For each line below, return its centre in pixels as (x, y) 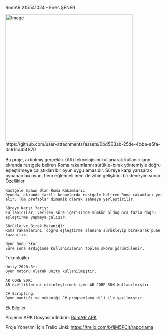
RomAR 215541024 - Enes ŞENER (40, 7)
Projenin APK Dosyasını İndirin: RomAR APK (51, 317)
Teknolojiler (17, 258)
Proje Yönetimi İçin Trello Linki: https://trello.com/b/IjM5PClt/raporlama (79, 327)
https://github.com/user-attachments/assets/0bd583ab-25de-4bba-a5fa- (83, 144)
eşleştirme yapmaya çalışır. (36, 217)
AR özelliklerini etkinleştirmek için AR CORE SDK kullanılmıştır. (78, 285)
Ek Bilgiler (16, 308)
